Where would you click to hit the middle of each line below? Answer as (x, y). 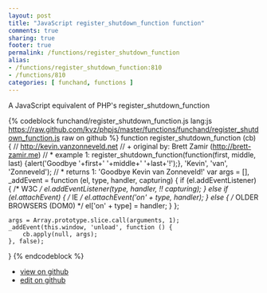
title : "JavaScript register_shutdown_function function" (106, 23)
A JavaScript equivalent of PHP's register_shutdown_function (109, 105)
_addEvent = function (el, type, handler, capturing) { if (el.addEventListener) (132, 180)
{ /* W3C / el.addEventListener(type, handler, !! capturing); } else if (118, 188)
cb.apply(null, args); (60, 234)
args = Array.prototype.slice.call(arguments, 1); (94, 220)
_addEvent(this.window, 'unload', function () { (90, 227)
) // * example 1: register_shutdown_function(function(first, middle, (147, 154)
